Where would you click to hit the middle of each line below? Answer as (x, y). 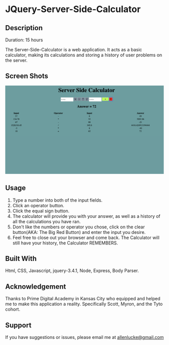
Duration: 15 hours (24, 40)
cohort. (13, 309)
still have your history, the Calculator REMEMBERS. (65, 243)
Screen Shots (27, 76)
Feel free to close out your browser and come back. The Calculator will (86, 237)
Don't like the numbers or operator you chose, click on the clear (78, 227)
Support (18, 325)
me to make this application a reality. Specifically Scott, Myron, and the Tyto (84, 304)
